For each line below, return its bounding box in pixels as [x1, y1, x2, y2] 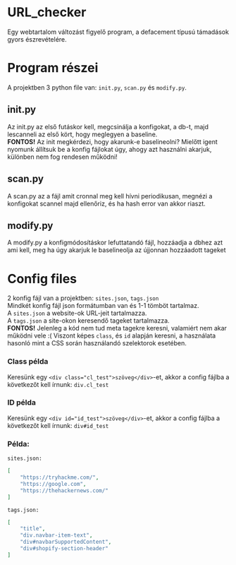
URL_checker [7, 4, 87, 20]
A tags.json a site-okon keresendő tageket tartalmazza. [7, 316, 170, 325]
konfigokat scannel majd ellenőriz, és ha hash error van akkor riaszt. [7, 199, 206, 208]
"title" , [20, 525, 46, 533]
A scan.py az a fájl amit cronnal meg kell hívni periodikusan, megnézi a [7, 191, 213, 200]
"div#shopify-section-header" [20, 545, 109, 552]
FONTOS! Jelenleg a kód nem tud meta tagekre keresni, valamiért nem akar [7, 324, 228, 333]
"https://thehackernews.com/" [20, 487, 109, 494]
